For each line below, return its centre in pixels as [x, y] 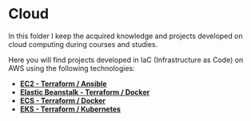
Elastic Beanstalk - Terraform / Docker [85, 92]
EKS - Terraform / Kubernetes [70, 109]
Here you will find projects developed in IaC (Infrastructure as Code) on [126, 60]
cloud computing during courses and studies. [83, 44]
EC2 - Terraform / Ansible [63, 84]
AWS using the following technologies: [72, 68]
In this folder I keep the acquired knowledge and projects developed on [125, 36]
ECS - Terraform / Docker [63, 100]
